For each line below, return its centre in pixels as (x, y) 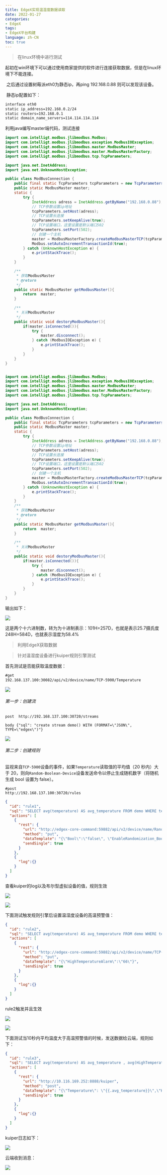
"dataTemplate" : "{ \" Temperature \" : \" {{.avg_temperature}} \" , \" (92, 1090)
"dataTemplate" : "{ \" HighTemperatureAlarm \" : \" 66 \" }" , (81, 961)
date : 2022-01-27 (23, 14)
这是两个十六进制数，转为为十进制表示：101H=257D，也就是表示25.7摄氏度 (82, 628)
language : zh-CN (22, 38)
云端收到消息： (20, 1158)
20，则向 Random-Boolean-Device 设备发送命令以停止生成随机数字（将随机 (85, 773)
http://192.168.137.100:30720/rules (43, 793)
